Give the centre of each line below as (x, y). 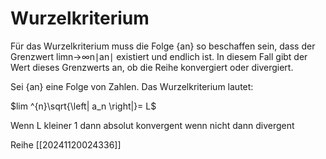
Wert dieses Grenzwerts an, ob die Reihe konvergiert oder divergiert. (152, 67)
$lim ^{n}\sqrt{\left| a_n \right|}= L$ (83, 106)
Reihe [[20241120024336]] (66, 144)
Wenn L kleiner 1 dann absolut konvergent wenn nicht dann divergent (152, 125)
